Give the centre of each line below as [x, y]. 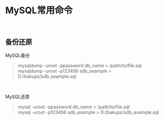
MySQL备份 [18, 55]
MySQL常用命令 [39, 10]
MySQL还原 [18, 97]
